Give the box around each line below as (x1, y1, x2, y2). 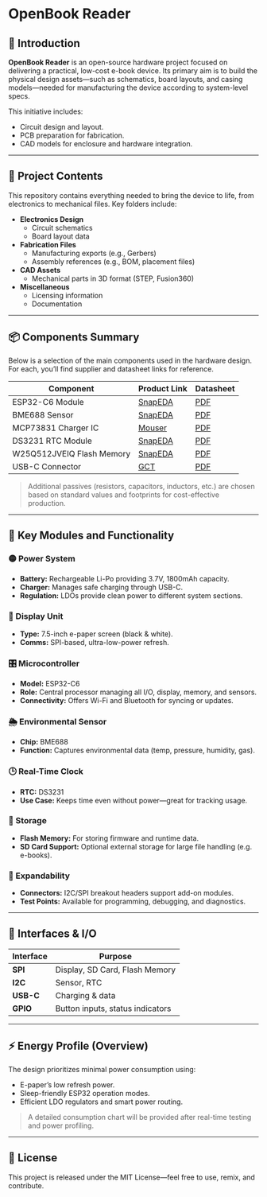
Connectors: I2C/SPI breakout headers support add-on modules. (19, 888, 234, 898)
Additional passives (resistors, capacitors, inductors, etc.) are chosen (27, 481, 256, 491)
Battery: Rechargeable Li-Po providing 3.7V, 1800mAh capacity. (19, 574, 230, 584)
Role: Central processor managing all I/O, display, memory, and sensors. (19, 687, 257, 697)
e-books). (19, 850, 52, 860)
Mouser (137, 422, 167, 433)
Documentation (31, 299, 83, 309)
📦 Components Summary (8, 331, 140, 344)
